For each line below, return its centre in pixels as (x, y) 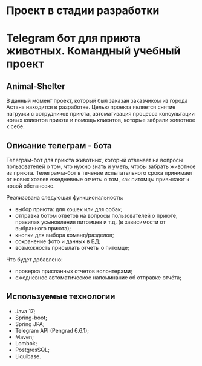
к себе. (16, 126)
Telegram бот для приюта (73, 38)
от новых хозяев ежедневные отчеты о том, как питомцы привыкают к (98, 179)
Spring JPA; (30, 324)
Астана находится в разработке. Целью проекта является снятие (91, 107)
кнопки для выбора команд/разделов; (64, 235)
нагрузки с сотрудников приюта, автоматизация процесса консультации (100, 114)
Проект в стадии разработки (83, 11)
